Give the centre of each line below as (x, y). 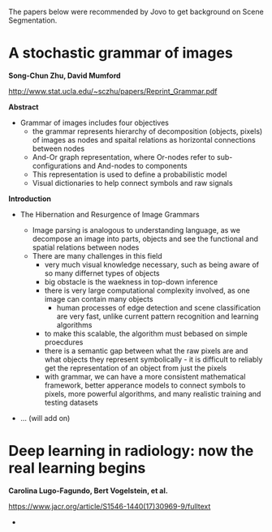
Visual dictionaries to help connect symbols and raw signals (132, 182)
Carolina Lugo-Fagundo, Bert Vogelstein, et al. (88, 491)
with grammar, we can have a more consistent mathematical (145, 376)
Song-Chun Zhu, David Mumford (65, 75)
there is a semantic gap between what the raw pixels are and (146, 350)
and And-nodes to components (135, 165)
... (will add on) (45, 418)
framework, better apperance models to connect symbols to (145, 385)
